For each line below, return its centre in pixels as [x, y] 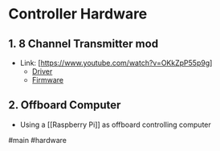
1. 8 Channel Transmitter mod [84, 44]
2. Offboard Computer [65, 105]
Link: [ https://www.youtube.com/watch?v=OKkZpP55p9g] [116, 63]
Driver [42, 71]
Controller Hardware [78, 14]
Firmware [48, 80]
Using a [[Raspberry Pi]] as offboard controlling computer [115, 124]
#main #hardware [37, 140]
